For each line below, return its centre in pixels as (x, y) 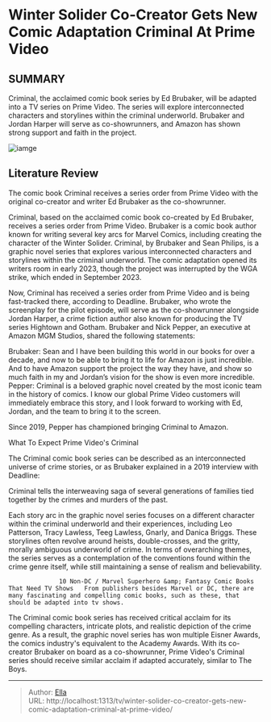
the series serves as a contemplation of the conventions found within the (129, 557)
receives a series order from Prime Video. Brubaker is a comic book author (133, 225)
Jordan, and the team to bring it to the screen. (85, 411)
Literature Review (54, 174)
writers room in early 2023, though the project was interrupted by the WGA (133, 269)
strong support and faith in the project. (73, 132)
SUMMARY (37, 79)
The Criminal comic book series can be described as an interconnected (127, 458)
